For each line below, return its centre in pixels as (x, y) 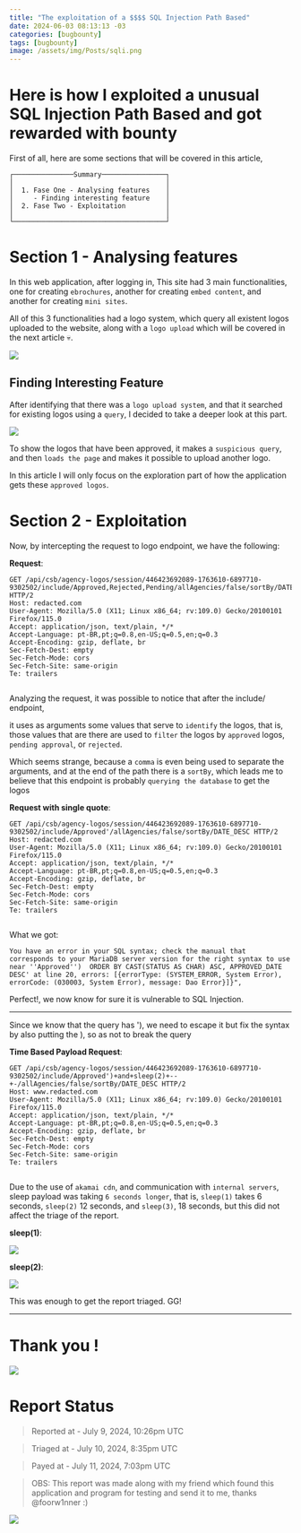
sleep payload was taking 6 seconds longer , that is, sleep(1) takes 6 (136, 1196)
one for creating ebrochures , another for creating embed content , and (135, 291)
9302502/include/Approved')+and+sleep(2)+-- (94, 1076)
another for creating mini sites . (69, 301)
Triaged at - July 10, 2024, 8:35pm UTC (104, 1448)
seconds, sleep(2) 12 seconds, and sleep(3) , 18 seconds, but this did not (145, 1206)
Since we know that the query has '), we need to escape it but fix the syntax (150, 1025)
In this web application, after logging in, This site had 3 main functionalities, (148, 282)
